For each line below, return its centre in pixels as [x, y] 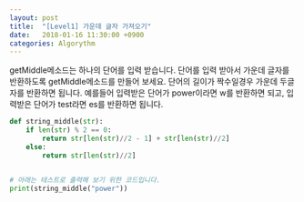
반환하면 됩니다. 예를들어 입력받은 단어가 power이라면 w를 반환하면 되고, [155, 93]
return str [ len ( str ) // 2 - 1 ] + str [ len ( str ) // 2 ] [136, 138]
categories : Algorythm [52, 43]
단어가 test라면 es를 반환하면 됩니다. [98, 105]
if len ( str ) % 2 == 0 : [69, 130]
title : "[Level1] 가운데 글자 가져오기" [81, 26]
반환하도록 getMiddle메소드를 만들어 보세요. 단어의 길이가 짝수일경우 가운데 [144, 82]
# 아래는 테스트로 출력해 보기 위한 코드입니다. [85, 180]
